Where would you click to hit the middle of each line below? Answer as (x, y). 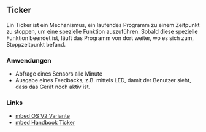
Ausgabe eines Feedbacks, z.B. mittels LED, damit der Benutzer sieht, (103, 80)
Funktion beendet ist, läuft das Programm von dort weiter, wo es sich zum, (100, 38)
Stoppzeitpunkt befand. (36, 44)
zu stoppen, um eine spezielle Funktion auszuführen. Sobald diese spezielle (102, 31)
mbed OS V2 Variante (43, 116)
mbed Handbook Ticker (45, 123)
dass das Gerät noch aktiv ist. (53, 87)
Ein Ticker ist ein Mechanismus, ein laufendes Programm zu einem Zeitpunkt (103, 25)
